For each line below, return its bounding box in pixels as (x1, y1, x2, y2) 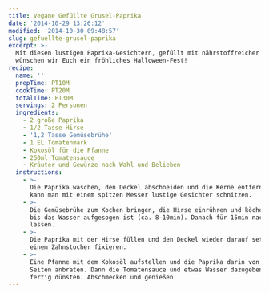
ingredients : (15, 109, 59, 117)
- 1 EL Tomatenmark (22, 138, 88, 147)
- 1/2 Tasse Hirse (22, 124, 84, 132)
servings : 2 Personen (15, 101, 88, 109)
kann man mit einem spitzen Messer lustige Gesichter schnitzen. (29, 190, 252, 199)
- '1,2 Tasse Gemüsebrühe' (22, 131, 113, 139)
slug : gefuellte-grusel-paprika (8, 34, 116, 43)
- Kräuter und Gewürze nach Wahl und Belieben (22, 161, 181, 169)
